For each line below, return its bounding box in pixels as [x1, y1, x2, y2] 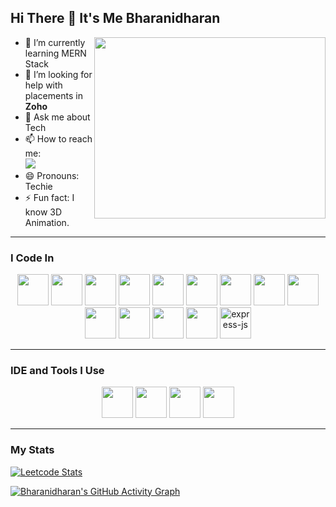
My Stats [10, 443, 55, 457]
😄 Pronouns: [24, 169, 80, 181]
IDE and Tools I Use [10, 364, 105, 378]
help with [24, 79, 63, 91]
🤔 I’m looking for [24, 68, 93, 80]
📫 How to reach [24, 132, 93, 145]
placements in [24, 89, 83, 101]
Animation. [24, 216, 70, 228]
